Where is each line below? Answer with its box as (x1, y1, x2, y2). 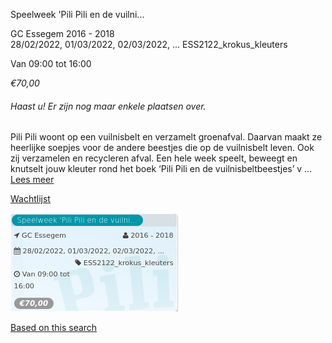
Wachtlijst (10, 193, 51, 205)
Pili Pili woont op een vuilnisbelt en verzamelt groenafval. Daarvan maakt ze (10, 131, 323, 143)
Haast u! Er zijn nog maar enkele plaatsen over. (10, 100, 207, 112)
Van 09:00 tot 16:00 (10, 58, 92, 69)
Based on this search (10, 322, 98, 334)
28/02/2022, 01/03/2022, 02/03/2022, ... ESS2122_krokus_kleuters (10, 39, 288, 50)
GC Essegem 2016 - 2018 (10, 28, 115, 39)
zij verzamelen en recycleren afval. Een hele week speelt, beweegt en (10, 152, 298, 164)
